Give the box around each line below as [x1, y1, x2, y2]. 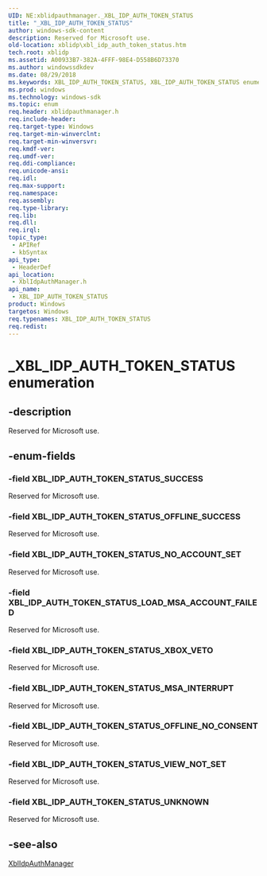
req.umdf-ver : [8, 152, 56, 160]
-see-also [8, 837, 58, 851]
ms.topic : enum [8, 100, 59, 108]
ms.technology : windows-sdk [8, 93, 102, 101]
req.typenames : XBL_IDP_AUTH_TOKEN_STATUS [8, 315, 151, 323]
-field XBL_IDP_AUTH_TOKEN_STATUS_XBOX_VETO [8, 644, 214, 656]
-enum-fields [8, 449, 75, 462]
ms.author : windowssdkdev [8, 64, 94, 72]
